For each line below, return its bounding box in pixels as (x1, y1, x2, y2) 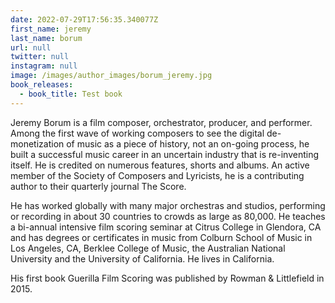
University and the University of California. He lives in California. (10, 252, 275, 265)
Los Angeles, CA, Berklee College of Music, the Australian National (10, 242, 286, 254)
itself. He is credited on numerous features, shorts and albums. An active (10, 159, 310, 171)
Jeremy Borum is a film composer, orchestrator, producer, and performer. (10, 116, 313, 128)
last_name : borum (10, 33, 83, 43)
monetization (10, 137, 65, 150)
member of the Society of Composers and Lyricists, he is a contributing (10, 169, 305, 181)
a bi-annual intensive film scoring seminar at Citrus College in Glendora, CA (10, 221, 322, 233)
